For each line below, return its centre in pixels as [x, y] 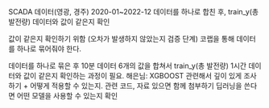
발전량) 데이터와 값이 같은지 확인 [59, 22]
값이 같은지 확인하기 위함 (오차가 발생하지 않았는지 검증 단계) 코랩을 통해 [122, 39]
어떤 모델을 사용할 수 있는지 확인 [67, 96]
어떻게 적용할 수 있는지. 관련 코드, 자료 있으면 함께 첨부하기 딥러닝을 [136, 86]
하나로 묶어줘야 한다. [49, 49]
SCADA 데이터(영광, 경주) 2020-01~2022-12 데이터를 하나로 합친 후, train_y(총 [134, 12]
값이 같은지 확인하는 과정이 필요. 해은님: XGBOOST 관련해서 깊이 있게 [132, 76]
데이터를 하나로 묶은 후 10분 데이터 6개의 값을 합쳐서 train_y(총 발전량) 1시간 [128, 66]
